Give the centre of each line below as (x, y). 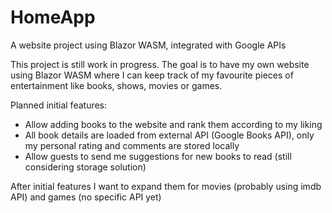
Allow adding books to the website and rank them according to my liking (173, 124)
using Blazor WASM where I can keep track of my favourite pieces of (152, 75)
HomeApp (53, 17)
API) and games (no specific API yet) (86, 197)
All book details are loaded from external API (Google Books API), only (169, 135)
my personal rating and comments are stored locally (132, 145)
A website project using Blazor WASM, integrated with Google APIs (148, 45)
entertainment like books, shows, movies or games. (116, 85)
